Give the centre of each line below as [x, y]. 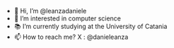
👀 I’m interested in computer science [68, 18]
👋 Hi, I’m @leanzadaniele [50, 11]
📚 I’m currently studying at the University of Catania [91, 26]
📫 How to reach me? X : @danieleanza [71, 37]
